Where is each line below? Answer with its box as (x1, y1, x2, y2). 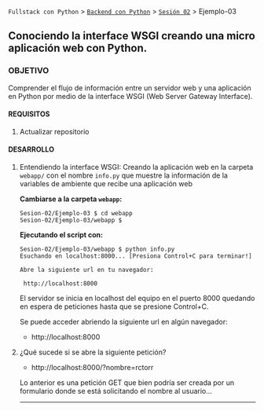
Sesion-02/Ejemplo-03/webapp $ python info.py (19, 245, 175, 254)
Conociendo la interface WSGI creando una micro (8, 29, 255, 42)
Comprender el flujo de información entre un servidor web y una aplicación (8, 83, 251, 93)
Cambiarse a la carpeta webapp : (19, 194, 123, 204)
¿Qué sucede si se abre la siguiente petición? (19, 347, 167, 357)
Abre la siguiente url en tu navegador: (19, 266, 154, 274)
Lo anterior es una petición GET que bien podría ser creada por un (19, 378, 235, 387)
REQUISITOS (8, 109, 50, 119)
